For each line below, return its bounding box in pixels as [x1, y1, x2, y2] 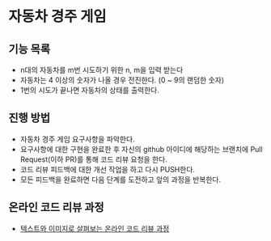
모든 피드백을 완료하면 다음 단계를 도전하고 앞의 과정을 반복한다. [19, 175, 221, 184]
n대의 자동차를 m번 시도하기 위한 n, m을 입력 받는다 [19, 66, 184, 74]
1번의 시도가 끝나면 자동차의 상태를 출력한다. [19, 86, 159, 95]
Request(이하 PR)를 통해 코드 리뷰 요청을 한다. [19, 154, 167, 164]
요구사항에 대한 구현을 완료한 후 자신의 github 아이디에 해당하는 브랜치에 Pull [19, 144, 263, 154]
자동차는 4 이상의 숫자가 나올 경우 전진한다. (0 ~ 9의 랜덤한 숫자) [19, 75, 225, 85]
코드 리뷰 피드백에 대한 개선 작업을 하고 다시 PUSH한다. [19, 164, 196, 174]
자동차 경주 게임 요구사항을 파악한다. [19, 134, 135, 144]
